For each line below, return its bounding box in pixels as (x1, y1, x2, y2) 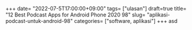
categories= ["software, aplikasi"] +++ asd (73, 18, 178, 24)
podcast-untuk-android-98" (5, 18, 73, 24)
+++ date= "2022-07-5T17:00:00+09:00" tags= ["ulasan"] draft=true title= (5, 5, 187, 12)
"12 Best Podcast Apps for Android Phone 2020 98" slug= (5, 11, 146, 18)
